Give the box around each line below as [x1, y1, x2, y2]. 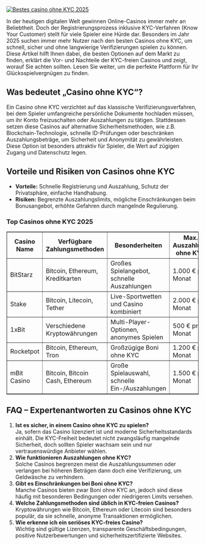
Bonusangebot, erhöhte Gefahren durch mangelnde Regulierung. [15, 202, 179, 209]
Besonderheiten [115, 241, 163, 250]
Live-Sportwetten [110, 292, 162, 300]
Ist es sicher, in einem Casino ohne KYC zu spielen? [15, 421, 149, 428]
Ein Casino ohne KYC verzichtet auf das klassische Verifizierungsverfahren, [6, 103, 196, 110]
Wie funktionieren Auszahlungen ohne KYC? [15, 453, 131, 461]
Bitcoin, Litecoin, [45, 296, 93, 305]
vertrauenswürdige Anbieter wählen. [15, 447, 107, 455]
